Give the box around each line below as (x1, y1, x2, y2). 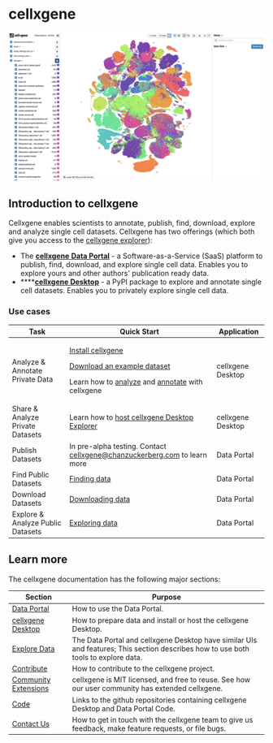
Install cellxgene (68, 346, 123, 356)
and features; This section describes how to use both (71, 643, 249, 654)
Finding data (68, 474, 111, 484)
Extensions (11, 684, 50, 693)
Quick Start (119, 326, 160, 336)
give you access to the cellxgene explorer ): (8, 235, 153, 245)
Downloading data (68, 494, 131, 503)
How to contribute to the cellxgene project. (71, 663, 215, 674)
